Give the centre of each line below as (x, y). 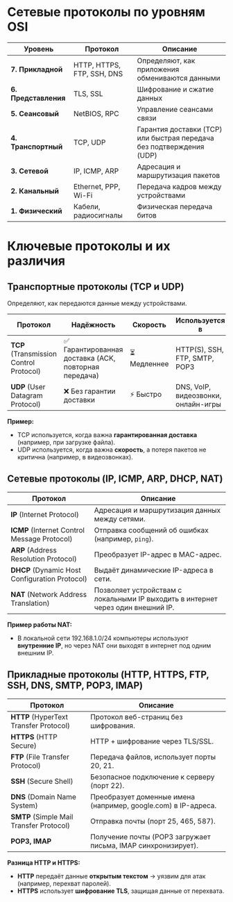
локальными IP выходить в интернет (156, 598)
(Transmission (34, 354)
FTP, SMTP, (195, 358)
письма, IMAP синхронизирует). (144, 845)
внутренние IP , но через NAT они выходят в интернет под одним (114, 645)
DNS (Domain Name (43, 796)
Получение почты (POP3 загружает (150, 837)
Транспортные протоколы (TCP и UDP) (96, 287)
